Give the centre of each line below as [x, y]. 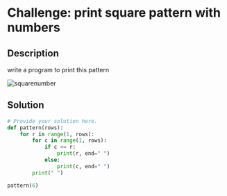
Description [33, 53]
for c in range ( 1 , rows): [70, 140]
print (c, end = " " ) [83, 166]
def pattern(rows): [35, 128]
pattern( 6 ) [23, 186]
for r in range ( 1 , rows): [57, 134]
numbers [34, 27]
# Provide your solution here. [52, 121]
